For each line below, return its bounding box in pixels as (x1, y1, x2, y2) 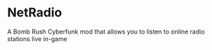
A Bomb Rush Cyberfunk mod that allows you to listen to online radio (7, 27, 205, 36)
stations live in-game (7, 34, 68, 42)
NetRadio (7, 5, 63, 21)
